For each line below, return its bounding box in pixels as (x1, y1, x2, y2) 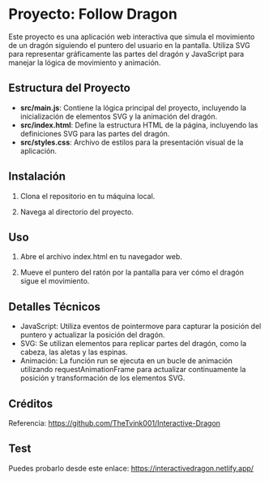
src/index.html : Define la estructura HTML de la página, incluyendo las (19, 119, 258, 130)
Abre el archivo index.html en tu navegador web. (19, 252, 182, 262)
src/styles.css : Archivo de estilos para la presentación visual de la (19, 137, 244, 147)
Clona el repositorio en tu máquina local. (19, 191, 156, 201)
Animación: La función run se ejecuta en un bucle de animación (19, 356, 233, 366)
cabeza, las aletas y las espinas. (19, 347, 128, 357)
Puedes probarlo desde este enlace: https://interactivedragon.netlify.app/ (8, 463, 254, 473)
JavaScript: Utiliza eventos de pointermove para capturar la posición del (19, 322, 262, 331)
